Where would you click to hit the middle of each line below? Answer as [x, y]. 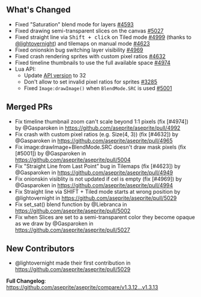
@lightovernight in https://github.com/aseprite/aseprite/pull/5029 [96, 198]
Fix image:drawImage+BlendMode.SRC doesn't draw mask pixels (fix [100, 147]
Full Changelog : [26, 281]
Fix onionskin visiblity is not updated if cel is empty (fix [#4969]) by [98, 179]
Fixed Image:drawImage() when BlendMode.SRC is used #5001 [98, 88]
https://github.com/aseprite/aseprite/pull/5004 [73, 160]
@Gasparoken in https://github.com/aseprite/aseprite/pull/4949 [94, 172]
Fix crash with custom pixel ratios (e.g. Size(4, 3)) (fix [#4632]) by [97, 134]
